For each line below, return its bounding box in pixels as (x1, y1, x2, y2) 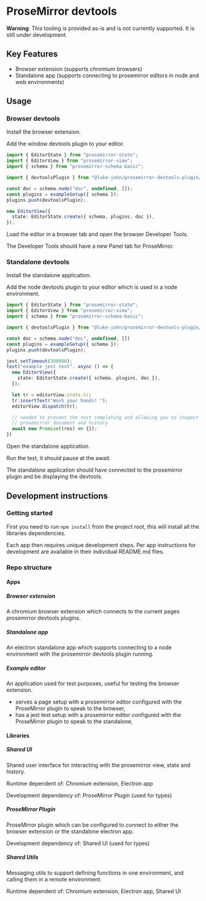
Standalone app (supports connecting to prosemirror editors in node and (15, 72, 199, 79)
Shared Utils (6, 854, 39, 861)
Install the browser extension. (6, 128, 81, 136)
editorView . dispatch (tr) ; (12, 403, 78, 409)
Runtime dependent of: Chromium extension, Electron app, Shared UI (6, 888, 181, 895)
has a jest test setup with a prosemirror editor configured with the (15, 711, 181, 719)
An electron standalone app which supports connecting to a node (6, 644, 172, 651)
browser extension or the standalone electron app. (6, 827, 134, 835)
